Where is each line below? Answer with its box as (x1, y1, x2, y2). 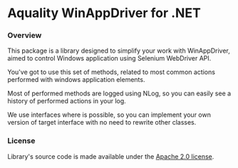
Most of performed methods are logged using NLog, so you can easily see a (7, 89, 232, 98)
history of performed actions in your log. (7, 97, 126, 105)
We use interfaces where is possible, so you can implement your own (7, 110, 212, 119)
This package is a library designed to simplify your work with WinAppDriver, (7, 46, 230, 55)
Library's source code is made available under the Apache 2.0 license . (7, 152, 214, 161)
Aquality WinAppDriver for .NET (7, 5, 201, 21)
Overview (7, 31, 42, 41)
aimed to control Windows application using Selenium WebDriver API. (7, 54, 212, 63)
